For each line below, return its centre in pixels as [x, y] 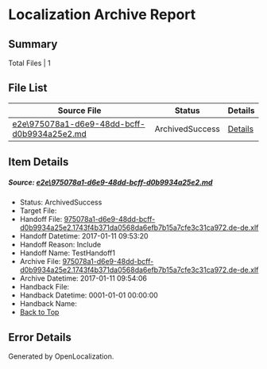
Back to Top [39, 313]
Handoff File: [41, 219]
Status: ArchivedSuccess [61, 202]
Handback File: [44, 287]
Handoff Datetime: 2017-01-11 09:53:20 [84, 236]
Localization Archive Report [102, 15]
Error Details [40, 337]
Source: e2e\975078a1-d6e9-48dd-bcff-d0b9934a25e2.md [110, 182]
